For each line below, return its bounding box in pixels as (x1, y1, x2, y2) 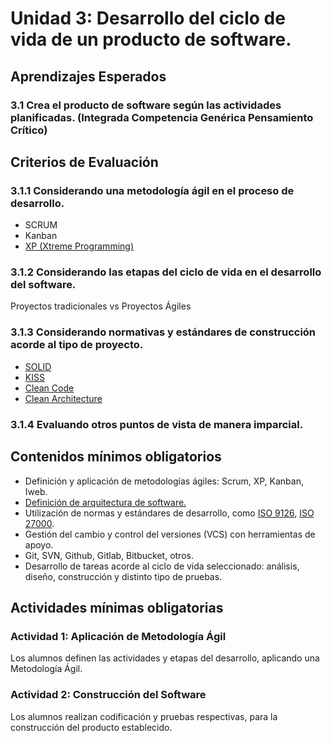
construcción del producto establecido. (10, 721, 173, 733)
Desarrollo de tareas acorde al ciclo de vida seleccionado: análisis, (24, 560, 300, 572)
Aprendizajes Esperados (10, 68, 167, 85)
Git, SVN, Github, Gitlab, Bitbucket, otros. (24, 549, 194, 561)
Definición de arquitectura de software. (24, 496, 187, 508)
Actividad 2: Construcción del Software (10, 688, 207, 702)
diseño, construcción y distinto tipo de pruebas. (24, 570, 223, 582)
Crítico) (10, 123, 48, 137)
